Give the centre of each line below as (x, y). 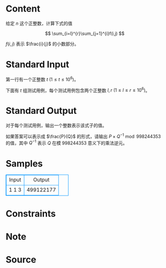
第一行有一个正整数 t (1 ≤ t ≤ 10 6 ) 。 (42, 79)
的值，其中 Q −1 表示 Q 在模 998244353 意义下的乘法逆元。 (66, 143)
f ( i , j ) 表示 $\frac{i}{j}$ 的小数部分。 (42, 44)
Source (21, 259)
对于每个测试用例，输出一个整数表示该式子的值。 (56, 125)
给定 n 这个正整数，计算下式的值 (39, 23)
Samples (24, 163)
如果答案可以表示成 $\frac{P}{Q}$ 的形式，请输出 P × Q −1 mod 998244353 (83, 136)
